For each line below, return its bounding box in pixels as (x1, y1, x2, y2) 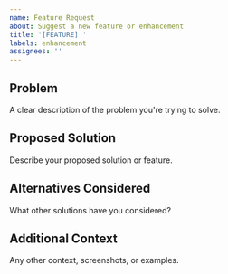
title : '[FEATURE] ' (9, 30, 88, 39)
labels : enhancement (9, 38, 88, 48)
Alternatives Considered (9, 181, 151, 196)
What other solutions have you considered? (9, 204, 172, 215)
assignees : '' (9, 47, 63, 56)
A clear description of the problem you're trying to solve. (9, 104, 221, 115)
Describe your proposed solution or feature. (9, 155, 174, 165)
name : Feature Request (9, 13, 95, 23)
